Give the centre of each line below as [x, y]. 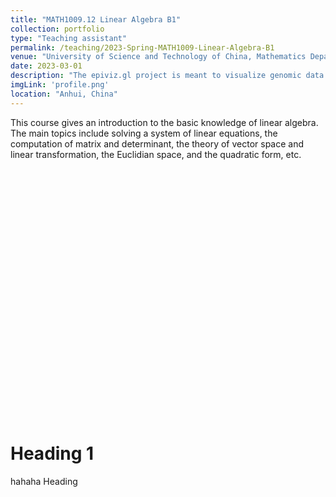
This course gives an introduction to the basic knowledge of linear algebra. [164, 122]
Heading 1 [52, 453]
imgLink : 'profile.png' [60, 85]
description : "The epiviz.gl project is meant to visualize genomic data [167, 76]
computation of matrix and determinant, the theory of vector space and [157, 143]
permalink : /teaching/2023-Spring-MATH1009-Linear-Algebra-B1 [142, 47]
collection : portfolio [57, 29]
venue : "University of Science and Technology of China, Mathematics [158, 57]
